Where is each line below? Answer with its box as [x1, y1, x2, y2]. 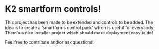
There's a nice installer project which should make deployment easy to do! [5, 30, 153, 35]
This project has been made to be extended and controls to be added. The [5, 19, 153, 25]
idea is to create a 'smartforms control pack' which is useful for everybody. [5, 24, 155, 30]
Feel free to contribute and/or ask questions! [5, 39, 94, 45]
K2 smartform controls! [5, 3, 101, 15]
